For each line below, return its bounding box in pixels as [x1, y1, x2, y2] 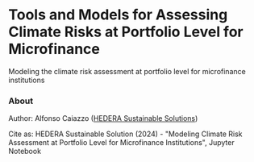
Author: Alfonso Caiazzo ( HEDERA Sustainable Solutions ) [8, 114, 198, 123]
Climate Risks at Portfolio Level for [8, 23, 244, 41]
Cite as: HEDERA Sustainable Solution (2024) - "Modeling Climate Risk [8, 129, 243, 139]
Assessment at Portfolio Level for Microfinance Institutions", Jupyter [8, 138, 235, 147]
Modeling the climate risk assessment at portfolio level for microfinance [8, 66, 246, 76]
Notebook [8, 147, 42, 156]
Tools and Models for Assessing [8, 6, 228, 24]
